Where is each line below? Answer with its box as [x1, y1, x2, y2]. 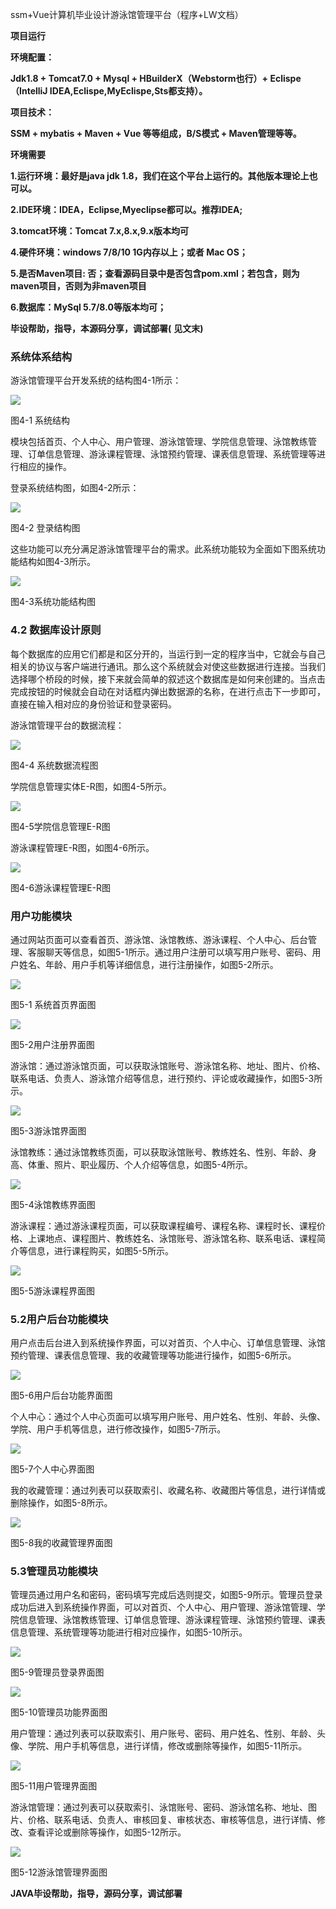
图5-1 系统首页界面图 [10, 998, 97, 1010]
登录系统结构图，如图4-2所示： [10, 482, 140, 494]
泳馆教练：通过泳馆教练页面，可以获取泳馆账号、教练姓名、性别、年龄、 [10, 1146, 308, 1158]
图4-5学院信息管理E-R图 [10, 820, 111, 832]
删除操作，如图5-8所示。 [10, 1497, 113, 1509]
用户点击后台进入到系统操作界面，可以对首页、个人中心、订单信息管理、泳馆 [10, 1337, 326, 1349]
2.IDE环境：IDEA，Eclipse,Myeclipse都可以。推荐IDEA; [10, 204, 243, 215]
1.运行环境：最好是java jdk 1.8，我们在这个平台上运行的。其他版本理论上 [10, 170, 310, 182]
